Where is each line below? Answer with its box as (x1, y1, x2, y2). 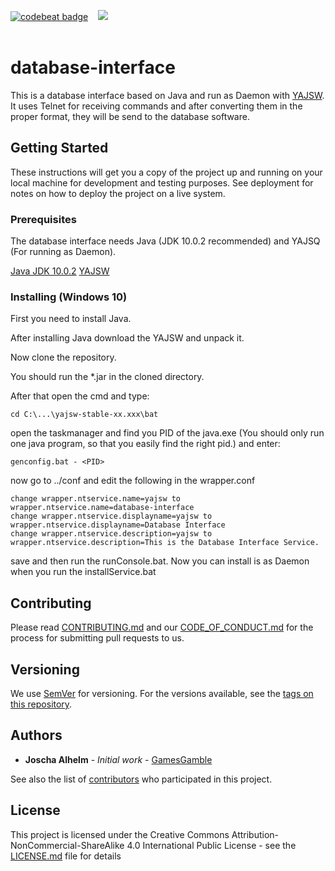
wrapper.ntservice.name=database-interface (10, 503, 195, 513)
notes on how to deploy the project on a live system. (10, 187, 226, 199)
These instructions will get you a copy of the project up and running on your (10, 166, 323, 178)
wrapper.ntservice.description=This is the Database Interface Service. (10, 538, 320, 548)
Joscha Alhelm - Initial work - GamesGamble (24, 753, 213, 765)
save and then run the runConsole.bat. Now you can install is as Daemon (10, 555, 310, 567)
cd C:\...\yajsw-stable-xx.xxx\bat (10, 410, 159, 420)
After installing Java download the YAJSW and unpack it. (10, 332, 245, 344)
